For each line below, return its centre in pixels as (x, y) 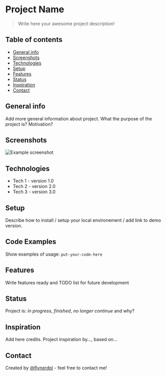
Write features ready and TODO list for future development (67, 282)
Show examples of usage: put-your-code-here (54, 254)
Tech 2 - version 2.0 (34, 186)
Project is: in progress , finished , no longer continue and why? (70, 311)
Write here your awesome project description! (66, 24)
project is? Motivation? (29, 124)
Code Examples (31, 242)
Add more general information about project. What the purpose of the (79, 118)
